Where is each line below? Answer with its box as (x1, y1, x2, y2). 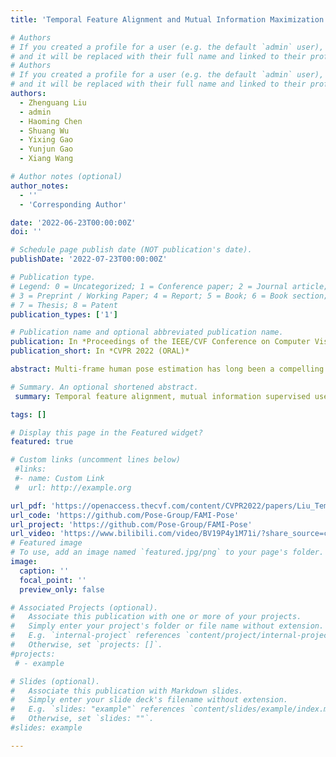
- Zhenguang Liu (19, 97, 87, 108)
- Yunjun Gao (19, 144, 74, 155)
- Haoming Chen (19, 116, 83, 126)
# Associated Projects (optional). (10, 602, 159, 613)
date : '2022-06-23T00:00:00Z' (10, 217, 137, 228)
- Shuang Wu (19, 126, 70, 136)
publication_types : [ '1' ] (10, 309, 118, 320)
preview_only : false (19, 584, 105, 595)
